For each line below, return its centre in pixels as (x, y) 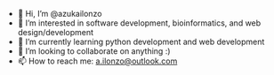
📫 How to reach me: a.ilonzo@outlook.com (97, 61)
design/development (56, 32)
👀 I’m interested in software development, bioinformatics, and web (139, 23)
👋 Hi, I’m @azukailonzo (60, 14)
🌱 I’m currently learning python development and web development (141, 41)
